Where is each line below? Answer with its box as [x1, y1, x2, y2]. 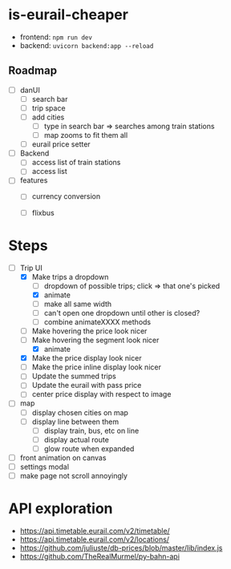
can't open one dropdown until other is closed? [43, 308, 201, 317]
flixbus [31, 208, 55, 217]
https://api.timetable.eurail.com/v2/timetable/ [19, 526, 170, 535]
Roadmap [8, 64, 58, 78]
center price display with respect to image [31, 389, 172, 399]
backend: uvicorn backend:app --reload [19, 40, 154, 50]
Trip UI [19, 263, 43, 272]
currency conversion [31, 192, 101, 201]
